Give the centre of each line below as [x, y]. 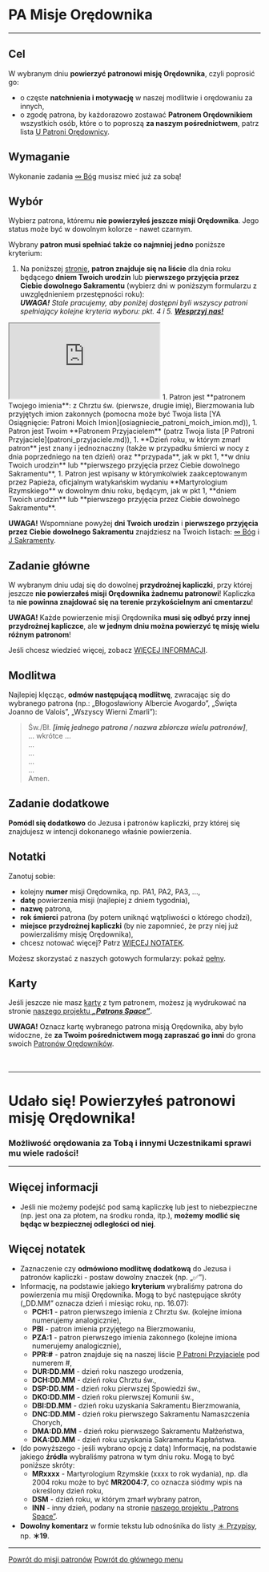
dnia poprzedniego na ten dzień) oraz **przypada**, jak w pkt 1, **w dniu [129, 457]
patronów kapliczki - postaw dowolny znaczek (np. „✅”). [113, 1277]
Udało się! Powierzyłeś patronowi [122, 1101]
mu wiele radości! [44, 1153]
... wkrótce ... [50, 736]
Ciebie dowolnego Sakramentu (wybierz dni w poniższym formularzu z [139, 286]
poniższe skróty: [47, 1465]
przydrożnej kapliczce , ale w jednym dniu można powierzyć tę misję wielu [134, 626]
